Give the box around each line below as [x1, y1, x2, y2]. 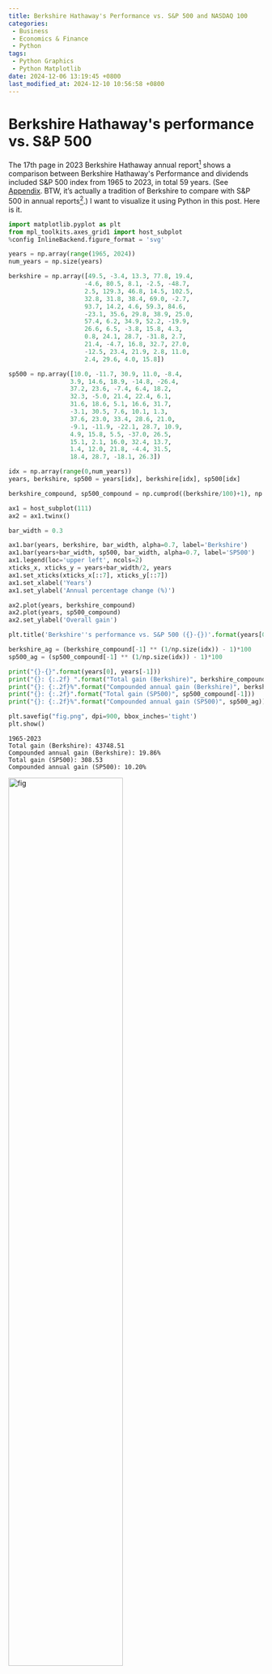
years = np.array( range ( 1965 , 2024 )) [8, 250, 136, 258]
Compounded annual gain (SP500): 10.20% [8, 763, 147, 771]
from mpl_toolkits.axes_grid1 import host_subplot [8, 228, 183, 236]
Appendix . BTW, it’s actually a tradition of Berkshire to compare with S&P [8, 186, 251, 196]
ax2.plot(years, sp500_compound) [8, 609, 121, 617]
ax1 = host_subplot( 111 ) [8, 504, 92, 512]
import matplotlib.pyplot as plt [8, 220, 121, 228]
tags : [8, 49, 27, 58]
